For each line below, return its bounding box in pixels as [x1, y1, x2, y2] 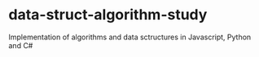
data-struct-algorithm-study [8, 6, 208, 24]
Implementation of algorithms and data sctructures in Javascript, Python [8, 32, 252, 42]
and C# [8, 40, 33, 50]
